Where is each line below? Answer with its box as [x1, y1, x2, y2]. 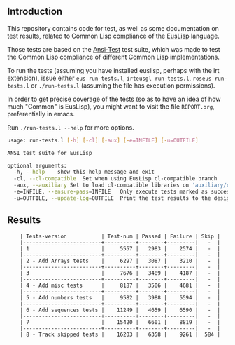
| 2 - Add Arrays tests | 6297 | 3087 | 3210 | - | [20, 257, 220, 264]
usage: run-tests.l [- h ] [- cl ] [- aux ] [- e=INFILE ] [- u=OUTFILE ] [7, 137, 199, 144]
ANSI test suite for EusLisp [7, 149, 92, 156]
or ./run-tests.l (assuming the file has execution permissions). [31, 81, 215, 90]
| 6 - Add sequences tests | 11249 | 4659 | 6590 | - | [20, 306, 220, 313]
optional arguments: [7, 162, 68, 169]
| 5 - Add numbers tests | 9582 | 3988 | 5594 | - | [20, 294, 220, 301]
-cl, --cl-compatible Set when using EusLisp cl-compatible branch [13, 175, 218, 182]
